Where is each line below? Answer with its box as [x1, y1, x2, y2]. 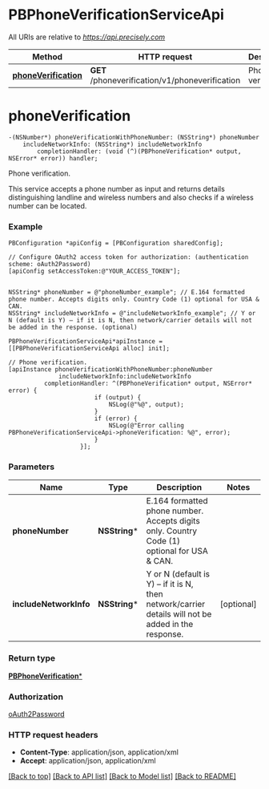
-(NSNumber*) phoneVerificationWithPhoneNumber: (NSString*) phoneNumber [8, 133, 260, 141]
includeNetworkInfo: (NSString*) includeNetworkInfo [22, 140, 203, 148]
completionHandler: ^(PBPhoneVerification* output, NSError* [43, 379, 252, 388]
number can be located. [8, 200, 87, 210]
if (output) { [94, 394, 142, 402]
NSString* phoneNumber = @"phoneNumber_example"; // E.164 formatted [8, 289, 246, 297]
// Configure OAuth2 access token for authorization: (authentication [8, 253, 249, 261]
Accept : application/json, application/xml [19, 756, 156, 766]
